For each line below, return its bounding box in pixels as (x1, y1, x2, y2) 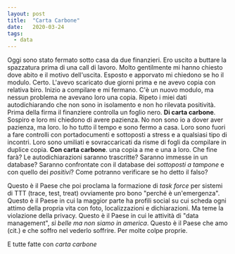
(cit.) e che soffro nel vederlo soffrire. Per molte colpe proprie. (7, 227, 188, 235)
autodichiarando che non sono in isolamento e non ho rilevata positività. (7, 101, 216, 109)
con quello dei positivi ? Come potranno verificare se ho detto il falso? (7, 168, 208, 177)
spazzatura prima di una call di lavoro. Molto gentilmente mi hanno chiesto (7, 63, 223, 72)
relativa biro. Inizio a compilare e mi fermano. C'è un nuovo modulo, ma (7, 86, 214, 94)
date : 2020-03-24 (7, 23, 65, 30)
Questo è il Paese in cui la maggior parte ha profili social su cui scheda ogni (7, 196, 227, 205)
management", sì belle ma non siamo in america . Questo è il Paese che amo (7, 219, 228, 227)
